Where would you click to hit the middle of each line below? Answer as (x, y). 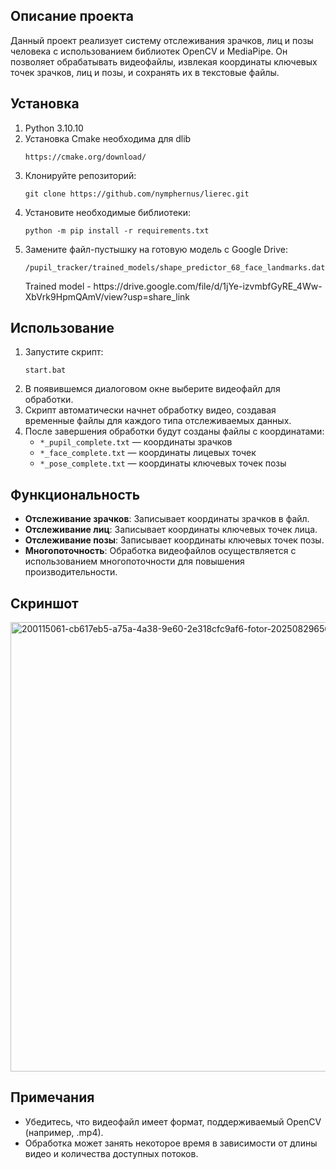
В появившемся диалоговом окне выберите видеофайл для (152, 389)
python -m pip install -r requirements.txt (117, 230)
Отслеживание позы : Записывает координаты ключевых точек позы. (174, 540)
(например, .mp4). (64, 1132)
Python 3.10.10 (54, 128)
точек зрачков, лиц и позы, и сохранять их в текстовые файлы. (145, 72)
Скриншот (44, 603)
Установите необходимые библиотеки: (107, 212)
